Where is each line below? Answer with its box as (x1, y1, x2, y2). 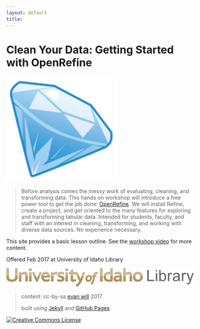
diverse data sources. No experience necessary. (21, 226, 142, 234)
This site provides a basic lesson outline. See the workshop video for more (6, 238, 192, 245)
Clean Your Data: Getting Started (6, 43, 174, 57)
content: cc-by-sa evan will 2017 (21, 293, 103, 300)
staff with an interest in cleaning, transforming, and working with (21, 220, 182, 227)
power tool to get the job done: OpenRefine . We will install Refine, (21, 200, 185, 208)
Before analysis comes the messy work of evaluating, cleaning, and (21, 188, 189, 195)
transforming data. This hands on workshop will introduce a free (21, 194, 181, 202)
